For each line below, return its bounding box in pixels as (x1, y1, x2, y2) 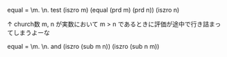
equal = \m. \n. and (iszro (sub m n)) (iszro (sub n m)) (7, 43, 160, 50)
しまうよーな (12, 29, 50, 36)
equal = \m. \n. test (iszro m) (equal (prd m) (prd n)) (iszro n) (7, 6, 180, 14)
